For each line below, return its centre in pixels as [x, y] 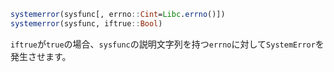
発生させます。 [41, 56]
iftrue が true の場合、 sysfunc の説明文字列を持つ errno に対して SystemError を [167, 44]
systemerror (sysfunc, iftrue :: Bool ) [86, 23]
